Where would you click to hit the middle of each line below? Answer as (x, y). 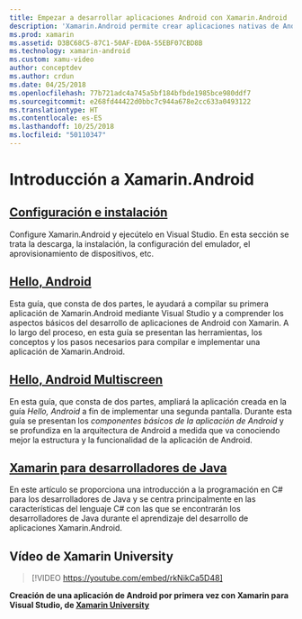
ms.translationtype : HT (54, 110)
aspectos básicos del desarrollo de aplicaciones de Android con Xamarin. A (149, 323)
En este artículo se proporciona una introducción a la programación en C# (146, 490)
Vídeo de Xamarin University (91, 556)
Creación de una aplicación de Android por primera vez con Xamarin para (149, 596)
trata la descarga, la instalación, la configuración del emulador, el (130, 243)
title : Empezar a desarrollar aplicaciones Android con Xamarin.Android (148, 18)
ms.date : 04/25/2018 (48, 85)
